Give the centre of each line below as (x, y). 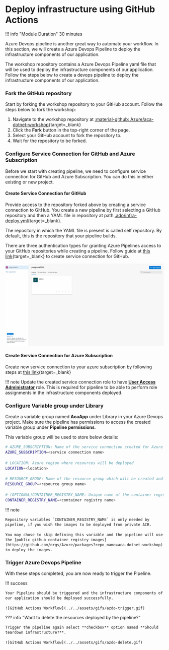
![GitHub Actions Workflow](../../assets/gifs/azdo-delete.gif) (74, 642)
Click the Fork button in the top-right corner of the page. (71, 130)
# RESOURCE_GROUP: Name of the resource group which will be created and (84, 479)
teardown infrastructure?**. (36, 632)
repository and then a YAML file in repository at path (59, 215)
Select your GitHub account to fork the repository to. (67, 136)
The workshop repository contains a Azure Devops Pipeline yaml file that (81, 64)
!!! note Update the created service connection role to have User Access (80, 382)
